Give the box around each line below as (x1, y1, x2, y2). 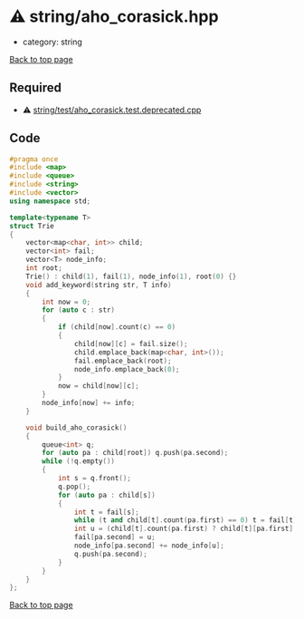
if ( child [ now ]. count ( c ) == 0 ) (57, 323, 176, 332)
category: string (22, 36, 83, 47)
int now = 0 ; (42, 297, 91, 306)
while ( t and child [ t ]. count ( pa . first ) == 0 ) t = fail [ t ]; (73, 516, 301, 525)
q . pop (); (57, 482, 91, 491)
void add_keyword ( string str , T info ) (25, 280, 172, 289)
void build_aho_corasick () (25, 423, 128, 432)
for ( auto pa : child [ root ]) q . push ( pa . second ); (42, 449, 229, 458)
